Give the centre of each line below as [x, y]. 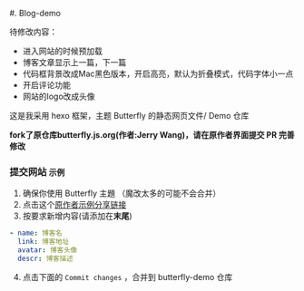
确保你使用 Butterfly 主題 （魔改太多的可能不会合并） [122, 193]
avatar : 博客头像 [48, 250]
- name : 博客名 [36, 233]
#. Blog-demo [35, 13]
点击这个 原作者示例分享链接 [74, 205]
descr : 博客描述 [46, 258]
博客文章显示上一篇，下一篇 [74, 62]
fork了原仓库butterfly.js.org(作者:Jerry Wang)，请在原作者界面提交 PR [143, 135]
